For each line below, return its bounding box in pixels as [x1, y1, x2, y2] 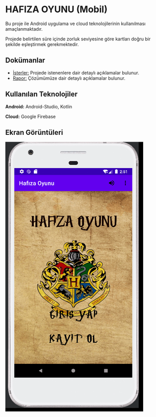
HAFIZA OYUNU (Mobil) [5, 4, 108, 15]
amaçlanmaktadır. [5, 26, 43, 32]
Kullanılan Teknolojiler [5, 90, 78, 99]
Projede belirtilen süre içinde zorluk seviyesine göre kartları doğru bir [5, 36, 151, 42]
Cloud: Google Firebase [5, 113, 56, 120]
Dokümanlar [5, 56, 46, 65]
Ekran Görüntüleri [5, 128, 63, 136]
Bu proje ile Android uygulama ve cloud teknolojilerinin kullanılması [5, 20, 146, 27]
